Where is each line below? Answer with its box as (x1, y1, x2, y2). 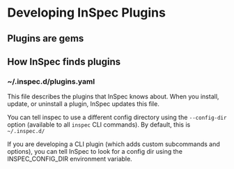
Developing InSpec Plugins (7, 5, 166, 21)
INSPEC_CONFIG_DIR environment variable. (7, 154, 132, 163)
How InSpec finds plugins (7, 55, 120, 67)
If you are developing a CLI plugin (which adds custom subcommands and (7, 140, 221, 148)
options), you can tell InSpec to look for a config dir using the (7, 148, 183, 156)
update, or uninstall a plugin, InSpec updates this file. (7, 100, 160, 108)
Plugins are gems (7, 33, 84, 44)
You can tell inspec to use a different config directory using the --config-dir (7, 113, 227, 122)
